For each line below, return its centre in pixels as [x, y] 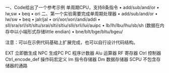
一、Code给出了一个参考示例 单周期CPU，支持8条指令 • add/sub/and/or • [82, 7]
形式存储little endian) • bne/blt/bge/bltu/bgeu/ [75, 31]
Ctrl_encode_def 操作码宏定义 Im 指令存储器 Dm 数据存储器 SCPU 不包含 [81, 59]
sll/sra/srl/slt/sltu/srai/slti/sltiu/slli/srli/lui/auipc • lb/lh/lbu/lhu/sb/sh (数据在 [82, 25]
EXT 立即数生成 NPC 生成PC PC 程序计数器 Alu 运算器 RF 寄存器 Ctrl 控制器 [83, 53]
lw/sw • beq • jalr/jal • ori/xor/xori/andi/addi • [53, 19]
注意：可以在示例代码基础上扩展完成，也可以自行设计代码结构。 [71, 42]
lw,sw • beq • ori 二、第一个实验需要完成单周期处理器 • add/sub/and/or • [81, 14]
